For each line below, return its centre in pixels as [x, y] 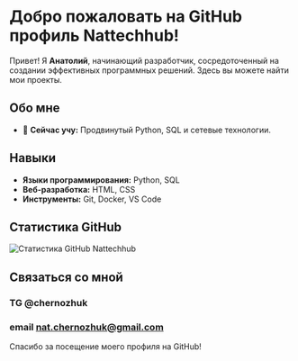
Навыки [33, 158]
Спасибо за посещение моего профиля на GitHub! [106, 346]
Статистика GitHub [65, 227]
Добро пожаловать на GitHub [126, 17]
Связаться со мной [66, 277]
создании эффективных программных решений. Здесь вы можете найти [149, 70]
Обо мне [35, 108]
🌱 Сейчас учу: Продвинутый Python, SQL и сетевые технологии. [147, 130]
